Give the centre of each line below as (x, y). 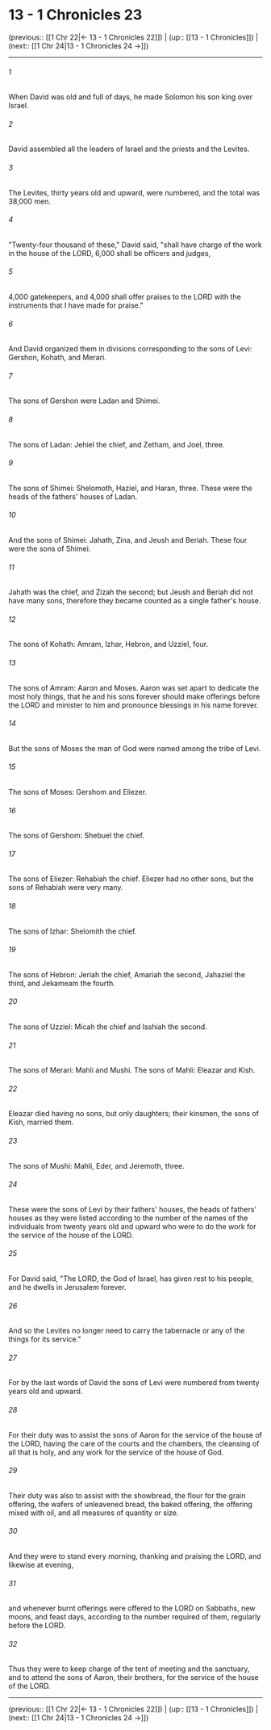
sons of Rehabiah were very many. (66, 888)
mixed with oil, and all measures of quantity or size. (94, 1513)
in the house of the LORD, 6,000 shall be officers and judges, (110, 253)
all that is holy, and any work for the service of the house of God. (116, 1452)
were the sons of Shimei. (50, 548)
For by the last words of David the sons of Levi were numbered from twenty (134, 1383)
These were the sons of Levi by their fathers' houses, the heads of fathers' (133, 1209)
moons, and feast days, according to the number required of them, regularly (135, 1617)
